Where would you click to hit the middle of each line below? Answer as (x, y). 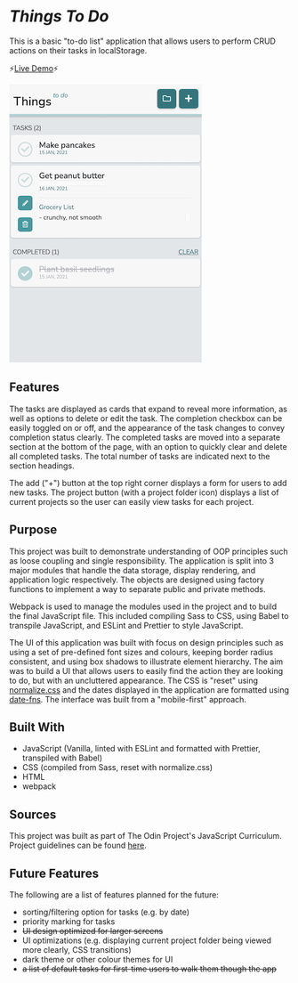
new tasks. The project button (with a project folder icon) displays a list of (144, 492)
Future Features (54, 873)
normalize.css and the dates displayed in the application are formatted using (149, 690)
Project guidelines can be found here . (78, 845)
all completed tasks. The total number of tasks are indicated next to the (140, 456)
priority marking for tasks (68, 922)
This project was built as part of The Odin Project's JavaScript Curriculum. (145, 836)
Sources (33, 814)
